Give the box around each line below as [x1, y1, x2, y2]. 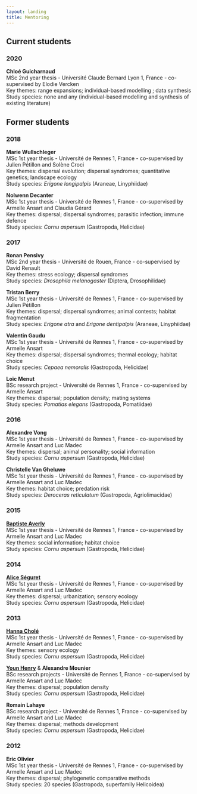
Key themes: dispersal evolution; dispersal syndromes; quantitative [6, 167, 171, 174]
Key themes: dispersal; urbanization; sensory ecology [6, 593, 138, 600]
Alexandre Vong [6, 429, 47, 436]
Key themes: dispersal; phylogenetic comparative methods [6, 774, 151, 781]
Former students [6, 117, 70, 127]
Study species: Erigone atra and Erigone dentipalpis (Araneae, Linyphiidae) [6, 321, 191, 328]
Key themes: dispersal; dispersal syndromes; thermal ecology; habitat [6, 351, 177, 358]
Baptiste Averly [6, 520, 45, 527]
